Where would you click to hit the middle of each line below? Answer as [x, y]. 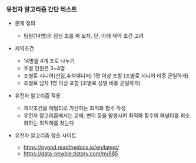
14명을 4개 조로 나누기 [49, 61]
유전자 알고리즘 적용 [37, 96]
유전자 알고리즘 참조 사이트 [45, 136]
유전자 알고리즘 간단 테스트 [42, 9]
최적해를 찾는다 [57, 123]
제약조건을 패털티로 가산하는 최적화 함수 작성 [74, 108]
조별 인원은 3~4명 [44, 69]
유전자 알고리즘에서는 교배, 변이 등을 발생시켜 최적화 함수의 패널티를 [101, 116]
